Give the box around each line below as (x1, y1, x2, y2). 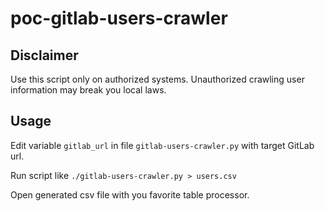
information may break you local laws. (10, 84, 167, 96)
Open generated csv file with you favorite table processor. (10, 188, 250, 201)
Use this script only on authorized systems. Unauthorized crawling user (10, 73, 305, 85)
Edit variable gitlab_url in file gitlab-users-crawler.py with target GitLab (10, 139, 315, 151)
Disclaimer (10, 47, 79, 64)
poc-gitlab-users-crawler (10, 7, 228, 30)
